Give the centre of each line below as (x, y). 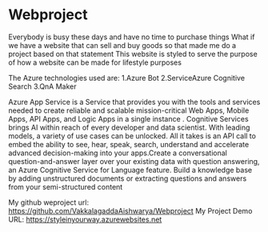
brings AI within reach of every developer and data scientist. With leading (129, 127)
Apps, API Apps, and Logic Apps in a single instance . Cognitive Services (129, 118)
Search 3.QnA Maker (43, 86)
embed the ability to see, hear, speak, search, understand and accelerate (129, 144)
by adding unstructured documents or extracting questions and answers (128, 178)
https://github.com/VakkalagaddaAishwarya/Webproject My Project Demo (130, 210)
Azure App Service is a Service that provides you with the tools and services (134, 102)
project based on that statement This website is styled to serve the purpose (133, 54)
